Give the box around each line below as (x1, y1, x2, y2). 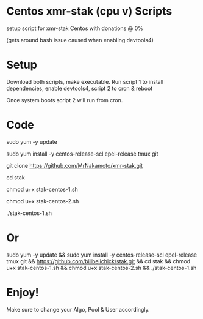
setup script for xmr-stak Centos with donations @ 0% (6, 24, 143, 32)
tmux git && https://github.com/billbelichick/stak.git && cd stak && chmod (6, 257, 191, 265)
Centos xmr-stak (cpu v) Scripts (6, 4, 173, 18)
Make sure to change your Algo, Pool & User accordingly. (6, 306, 151, 313)
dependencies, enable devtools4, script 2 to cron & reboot (6, 84, 153, 92)
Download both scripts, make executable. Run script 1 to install (6, 78, 163, 85)
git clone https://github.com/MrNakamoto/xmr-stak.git (6, 162, 143, 169)
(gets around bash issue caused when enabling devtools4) (6, 36, 154, 43)
